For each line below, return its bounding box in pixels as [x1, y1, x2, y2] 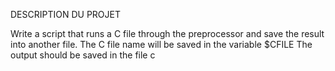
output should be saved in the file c [10, 49, 156, 61]
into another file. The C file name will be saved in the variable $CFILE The [10, 39, 313, 50]
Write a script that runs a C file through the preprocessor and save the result [10, 28, 325, 39]
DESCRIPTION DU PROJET [10, 9, 121, 20]
